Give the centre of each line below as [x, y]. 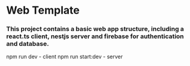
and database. [28, 44]
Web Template [43, 10]
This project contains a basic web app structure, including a [95, 29]
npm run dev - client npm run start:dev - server [64, 56]
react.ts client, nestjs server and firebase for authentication [95, 36]
